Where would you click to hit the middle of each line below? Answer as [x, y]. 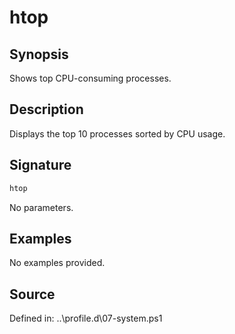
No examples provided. [57, 263]
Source [32, 294]
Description [46, 109]
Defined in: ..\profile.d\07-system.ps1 [86, 318]
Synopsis [39, 54]
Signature [40, 165]
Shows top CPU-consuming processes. [90, 78]
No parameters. [41, 207]
